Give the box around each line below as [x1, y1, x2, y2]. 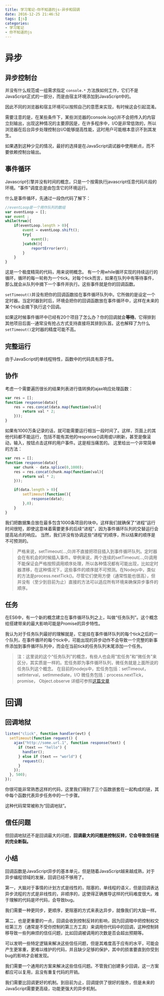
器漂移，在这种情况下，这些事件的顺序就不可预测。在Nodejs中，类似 [17, 566, 156, 572]
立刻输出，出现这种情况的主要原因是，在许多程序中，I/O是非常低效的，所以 [5, 120, 157, 126]
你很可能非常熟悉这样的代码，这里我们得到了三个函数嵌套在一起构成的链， [5, 786, 155, 792]
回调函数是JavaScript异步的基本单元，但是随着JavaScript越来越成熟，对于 [5, 868, 155, 874]
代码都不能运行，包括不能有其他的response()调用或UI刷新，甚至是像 [9, 434, 147, 440]
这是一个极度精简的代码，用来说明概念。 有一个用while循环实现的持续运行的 [5, 269, 158, 275]
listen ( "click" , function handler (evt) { [5, 731, 91, 736]
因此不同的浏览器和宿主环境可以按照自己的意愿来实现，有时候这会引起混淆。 [5, 104, 159, 110]
